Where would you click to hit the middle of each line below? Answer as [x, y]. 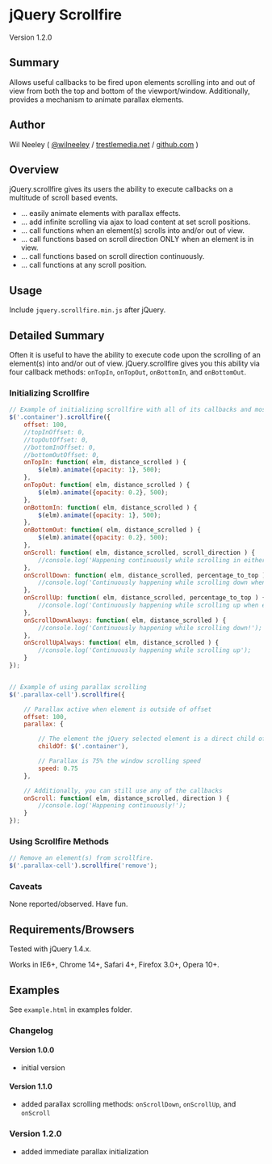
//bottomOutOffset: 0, [62, 455]
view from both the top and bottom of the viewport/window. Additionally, [130, 91]
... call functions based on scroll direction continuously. [113, 256]
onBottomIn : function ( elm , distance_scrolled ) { [111, 507]
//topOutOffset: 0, [56, 440]
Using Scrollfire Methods [59, 841]
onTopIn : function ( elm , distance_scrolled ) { [105, 463]
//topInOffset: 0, [54, 432]
